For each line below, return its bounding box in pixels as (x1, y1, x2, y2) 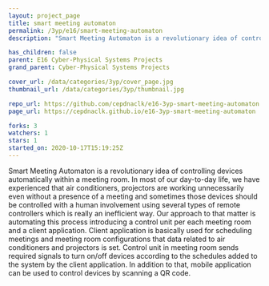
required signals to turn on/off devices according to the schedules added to (8, 251, 258, 260)
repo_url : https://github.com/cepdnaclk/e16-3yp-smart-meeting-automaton (8, 99, 260, 108)
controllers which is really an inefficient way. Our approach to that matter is (8, 208, 256, 218)
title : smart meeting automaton (8, 19, 116, 27)
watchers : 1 (8, 129, 48, 137)
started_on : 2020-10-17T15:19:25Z (8, 144, 124, 152)
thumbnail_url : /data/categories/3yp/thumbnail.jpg (8, 85, 184, 93)
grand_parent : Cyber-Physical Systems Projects (8, 63, 171, 72)
